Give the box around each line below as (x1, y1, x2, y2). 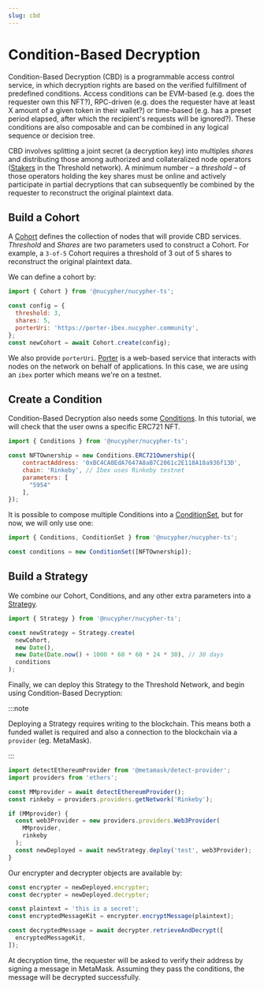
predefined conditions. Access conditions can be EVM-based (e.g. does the (8, 89, 255, 98)
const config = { (8, 302, 65, 310)
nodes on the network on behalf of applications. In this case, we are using (8, 361, 248, 371)
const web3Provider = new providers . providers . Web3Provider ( (15, 817, 221, 825)
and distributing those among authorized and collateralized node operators (8, 154, 251, 164)
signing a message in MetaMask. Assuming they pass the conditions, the (8, 964, 245, 973)
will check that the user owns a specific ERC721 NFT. (8, 422, 181, 432)
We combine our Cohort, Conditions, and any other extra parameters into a (8, 591, 251, 600)
